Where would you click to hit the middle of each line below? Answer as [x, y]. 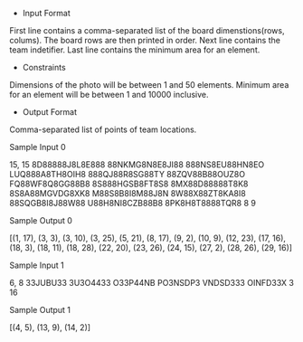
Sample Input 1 [37, 265]
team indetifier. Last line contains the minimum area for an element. [135, 50]
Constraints [44, 67]
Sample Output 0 [41, 220]
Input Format [46, 13]
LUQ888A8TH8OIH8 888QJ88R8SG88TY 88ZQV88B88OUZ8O [128, 174]
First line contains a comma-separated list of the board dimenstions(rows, [147, 30]
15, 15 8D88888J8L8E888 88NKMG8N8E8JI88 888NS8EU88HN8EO [137, 165]
